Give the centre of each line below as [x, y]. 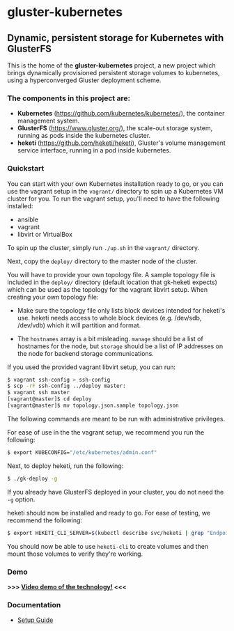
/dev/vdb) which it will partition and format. [79, 325]
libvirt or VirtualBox [45, 234]
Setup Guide [35, 620]
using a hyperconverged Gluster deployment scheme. [84, 80]
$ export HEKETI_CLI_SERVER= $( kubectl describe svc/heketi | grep [106, 533]
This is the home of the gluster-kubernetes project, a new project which [111, 65]
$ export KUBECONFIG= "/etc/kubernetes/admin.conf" [82, 452]
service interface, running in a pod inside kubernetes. [94, 150]
